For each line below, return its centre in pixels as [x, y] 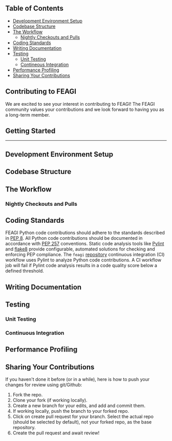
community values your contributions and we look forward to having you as [85, 109]
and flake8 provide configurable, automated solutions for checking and [80, 249]
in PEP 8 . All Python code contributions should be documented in [74, 238]
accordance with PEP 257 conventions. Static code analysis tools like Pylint [85, 244]
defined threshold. [25, 271]
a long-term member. [28, 114]
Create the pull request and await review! [56, 433]
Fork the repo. [28, 395]
